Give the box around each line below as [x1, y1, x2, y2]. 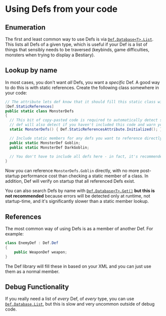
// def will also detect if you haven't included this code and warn [9, 122, 156, 127]
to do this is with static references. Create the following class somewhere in [5, 84, 159, 90]
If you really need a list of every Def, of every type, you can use [5, 296, 134, 302]
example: [5, 231, 24, 237]
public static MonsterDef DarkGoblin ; [9, 145, 90, 150]
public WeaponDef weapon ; [14, 249, 68, 255]
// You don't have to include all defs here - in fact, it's [9, 154, 138, 159]
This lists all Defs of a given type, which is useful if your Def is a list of [5, 41, 148, 47]
